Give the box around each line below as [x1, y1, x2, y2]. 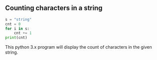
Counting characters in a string [5, 4, 103, 12]
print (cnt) [5, 35, 28, 40]
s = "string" [5, 17, 32, 22]
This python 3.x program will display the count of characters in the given [5, 44, 153, 50]
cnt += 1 [14, 30, 32, 36]
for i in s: [5, 26, 30, 31]
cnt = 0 [5, 22, 21, 27]
